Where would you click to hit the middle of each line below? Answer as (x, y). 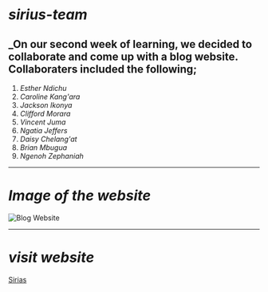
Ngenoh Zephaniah (51, 156)
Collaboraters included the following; (102, 69)
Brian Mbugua (43, 148)
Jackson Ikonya (46, 105)
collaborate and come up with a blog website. (123, 56)
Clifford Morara (45, 114)
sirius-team (48, 15)
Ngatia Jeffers (43, 130)
